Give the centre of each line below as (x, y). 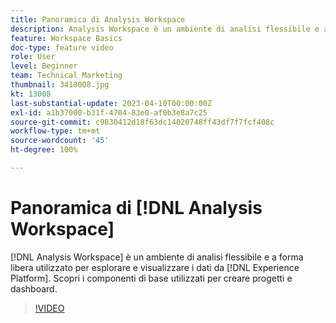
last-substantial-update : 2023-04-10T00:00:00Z (111, 103)
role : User (33, 57)
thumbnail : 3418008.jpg (60, 85)
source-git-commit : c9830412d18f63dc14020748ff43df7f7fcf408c (142, 122)
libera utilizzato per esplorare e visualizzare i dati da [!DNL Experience (155, 267)
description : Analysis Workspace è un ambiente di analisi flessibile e (165, 29)
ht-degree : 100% (44, 150)
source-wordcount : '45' (60, 141)
